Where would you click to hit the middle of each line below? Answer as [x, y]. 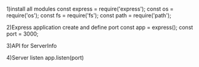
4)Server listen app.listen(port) [45, 57]
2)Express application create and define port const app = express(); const [100, 27]
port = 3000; [22, 34]
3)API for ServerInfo [32, 46]
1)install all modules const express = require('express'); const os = [90, 9]
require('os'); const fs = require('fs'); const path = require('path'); [89, 15]
